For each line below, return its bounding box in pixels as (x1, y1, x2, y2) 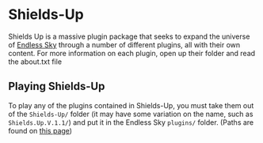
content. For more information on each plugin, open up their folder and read (8, 48, 256, 58)
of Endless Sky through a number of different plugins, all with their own (8, 40, 241, 49)
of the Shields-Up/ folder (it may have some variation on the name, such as (8, 109, 253, 119)
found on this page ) (8, 126, 73, 135)
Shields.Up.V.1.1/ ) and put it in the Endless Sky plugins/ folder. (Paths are (8, 117, 254, 127)
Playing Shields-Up (8, 80, 105, 93)
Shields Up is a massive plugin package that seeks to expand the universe (8, 32, 250, 41)
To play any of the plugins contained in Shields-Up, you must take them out (8, 100, 254, 110)
